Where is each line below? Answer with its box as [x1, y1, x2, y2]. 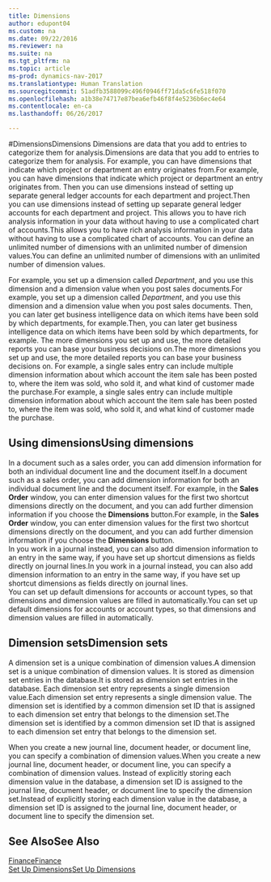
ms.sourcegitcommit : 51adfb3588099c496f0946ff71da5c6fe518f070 [8, 87, 227, 96]
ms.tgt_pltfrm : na [8, 58, 70, 66]
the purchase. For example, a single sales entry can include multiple [8, 387, 233, 397]
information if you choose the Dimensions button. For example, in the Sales [8, 509, 260, 519]
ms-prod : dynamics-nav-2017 [8, 72, 104, 80]
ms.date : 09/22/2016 [8, 34, 78, 43]
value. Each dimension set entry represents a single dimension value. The [8, 692, 252, 701]
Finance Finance [8, 856, 62, 866]
